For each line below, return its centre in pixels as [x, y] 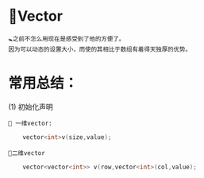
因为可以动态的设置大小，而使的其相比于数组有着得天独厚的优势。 [100, 49]
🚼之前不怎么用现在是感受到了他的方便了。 [67, 39]
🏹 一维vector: [31, 123]
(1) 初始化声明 [31, 106]
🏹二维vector [27, 153]
